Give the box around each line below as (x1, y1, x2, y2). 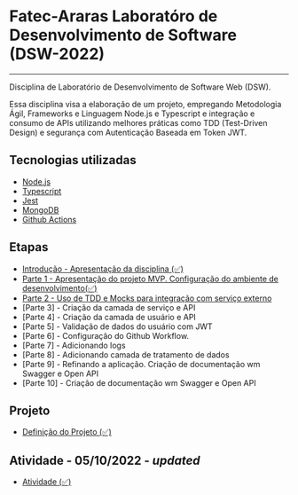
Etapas (9, 240, 49, 255)
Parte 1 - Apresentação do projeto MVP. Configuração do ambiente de (21, 273, 279, 284)
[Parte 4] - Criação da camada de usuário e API (21, 311, 197, 322)
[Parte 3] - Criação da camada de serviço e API (21, 302, 196, 312)
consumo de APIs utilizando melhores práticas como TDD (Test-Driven (9, 117, 268, 128)
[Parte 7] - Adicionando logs (21, 340, 126, 350)
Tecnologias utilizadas (9, 153, 137, 168)
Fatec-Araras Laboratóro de (9, 6, 218, 27)
